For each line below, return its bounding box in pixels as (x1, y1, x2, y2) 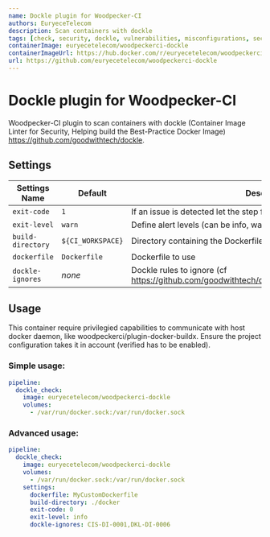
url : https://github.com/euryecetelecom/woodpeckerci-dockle (8, 57, 218, 65)
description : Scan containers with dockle (8, 27, 153, 35)
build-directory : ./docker (29, 498, 121, 506)
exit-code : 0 (29, 506, 74, 514)
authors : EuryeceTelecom (8, 19, 92, 27)
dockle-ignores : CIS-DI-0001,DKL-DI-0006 (29, 521, 171, 529)
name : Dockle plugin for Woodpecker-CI (8, 11, 142, 20)
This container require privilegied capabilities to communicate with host (8, 323, 245, 333)
